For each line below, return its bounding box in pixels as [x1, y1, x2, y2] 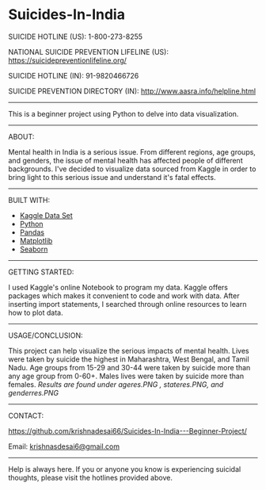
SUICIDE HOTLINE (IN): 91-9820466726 [8, 71, 139, 80]
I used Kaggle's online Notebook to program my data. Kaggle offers [8, 282, 228, 292]
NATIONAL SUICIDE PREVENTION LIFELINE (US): [8, 47, 169, 56]
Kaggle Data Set [19, 210, 73, 220]
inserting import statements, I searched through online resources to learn [8, 299, 247, 308]
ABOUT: [8, 132, 35, 141]
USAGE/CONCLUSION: [8, 331, 83, 340]
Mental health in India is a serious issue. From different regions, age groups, [8, 147, 256, 156]
